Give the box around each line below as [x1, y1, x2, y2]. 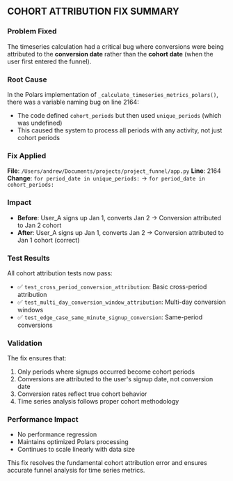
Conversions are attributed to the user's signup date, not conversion [17, 375, 214, 383]
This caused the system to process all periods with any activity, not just [17, 125, 223, 135]
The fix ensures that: [7, 354, 67, 362]
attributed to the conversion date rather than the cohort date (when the [7, 49, 214, 58]
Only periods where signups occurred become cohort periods [17, 367, 195, 376]
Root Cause [7, 75, 47, 84]
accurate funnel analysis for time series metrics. [7, 466, 145, 475]
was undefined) [17, 119, 63, 127]
